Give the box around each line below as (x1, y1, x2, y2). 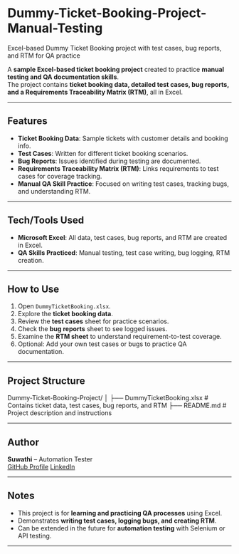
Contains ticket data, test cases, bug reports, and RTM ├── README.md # (7, 401, 227, 410)
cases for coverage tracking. (17, 172, 102, 180)
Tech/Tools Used (7, 214, 84, 226)
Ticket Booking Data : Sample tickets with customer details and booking (17, 134, 229, 142)
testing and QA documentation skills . (7, 73, 119, 81)
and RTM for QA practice (7, 51, 80, 60)
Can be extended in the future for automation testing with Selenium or (17, 523, 225, 532)
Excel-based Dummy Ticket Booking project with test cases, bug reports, (7, 43, 222, 52)
